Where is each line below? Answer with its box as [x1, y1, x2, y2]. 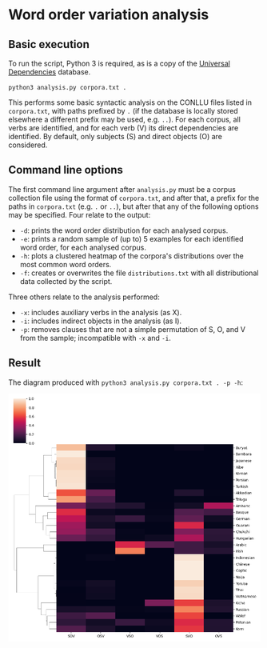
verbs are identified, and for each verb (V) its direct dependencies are [8, 123, 239, 133]
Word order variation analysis [8, 6, 209, 24]
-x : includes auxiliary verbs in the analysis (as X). [19, 307, 182, 317]
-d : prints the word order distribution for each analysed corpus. [19, 226, 229, 235]
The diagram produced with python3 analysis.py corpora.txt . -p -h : [8, 378, 244, 387]
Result [8, 356, 42, 370]
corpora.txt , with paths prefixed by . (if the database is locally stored [8, 106, 238, 115]
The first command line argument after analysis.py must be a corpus [8, 184, 236, 194]
